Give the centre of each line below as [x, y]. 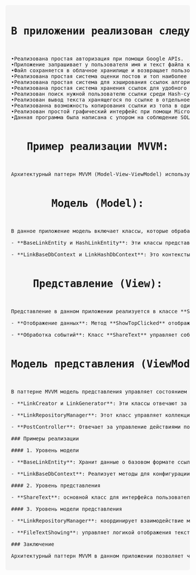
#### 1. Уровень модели [45, 450]
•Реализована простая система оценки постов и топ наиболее [99, 76]
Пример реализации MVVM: [98, 147]
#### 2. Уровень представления [56, 485]
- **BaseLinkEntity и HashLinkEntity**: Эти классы [87, 243]
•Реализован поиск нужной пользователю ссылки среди [88, 94]
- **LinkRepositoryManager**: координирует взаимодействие [97, 520]
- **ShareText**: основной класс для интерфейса [82, 497]
